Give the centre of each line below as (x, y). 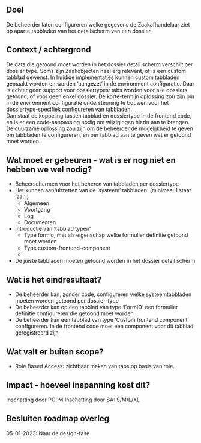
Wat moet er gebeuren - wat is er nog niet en (91, 160)
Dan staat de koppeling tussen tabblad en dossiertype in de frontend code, (99, 115)
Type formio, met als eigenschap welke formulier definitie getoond (106, 235)
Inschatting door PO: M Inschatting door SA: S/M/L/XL (73, 400)
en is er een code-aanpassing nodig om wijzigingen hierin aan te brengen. (98, 122)
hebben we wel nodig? (49, 170)
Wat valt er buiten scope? (55, 352)
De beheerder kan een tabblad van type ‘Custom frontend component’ (102, 320)
